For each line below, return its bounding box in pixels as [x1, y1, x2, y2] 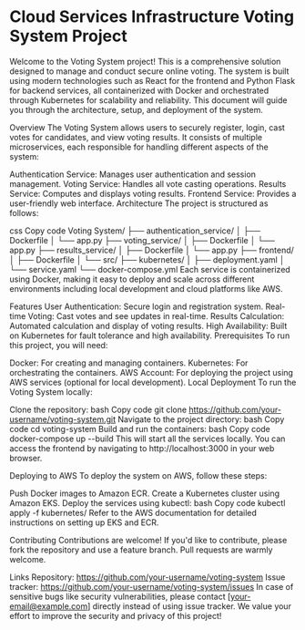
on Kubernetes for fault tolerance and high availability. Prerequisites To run [9, 330, 290, 341]
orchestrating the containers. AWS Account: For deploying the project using [9, 367, 294, 377]
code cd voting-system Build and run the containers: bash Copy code [9, 423, 271, 434]
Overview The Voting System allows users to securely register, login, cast [9, 121, 285, 133]
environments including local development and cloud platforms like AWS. [9, 283, 284, 294]
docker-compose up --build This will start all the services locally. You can [9, 433, 286, 444]
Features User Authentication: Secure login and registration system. [9, 301, 264, 312]
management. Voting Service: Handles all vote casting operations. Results [9, 178, 287, 189]
